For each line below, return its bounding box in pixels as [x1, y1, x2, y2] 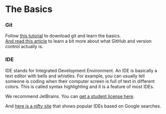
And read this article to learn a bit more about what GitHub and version [5, 38, 152, 44]
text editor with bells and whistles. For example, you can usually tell [5, 73, 145, 79]
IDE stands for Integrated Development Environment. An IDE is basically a [5, 67, 157, 73]
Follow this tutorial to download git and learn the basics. [5, 33, 121, 39]
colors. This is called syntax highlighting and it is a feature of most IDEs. [5, 83, 154, 89]
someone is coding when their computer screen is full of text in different [5, 78, 155, 84]
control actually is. [5, 44, 44, 50]
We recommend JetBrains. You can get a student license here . [5, 93, 135, 99]
